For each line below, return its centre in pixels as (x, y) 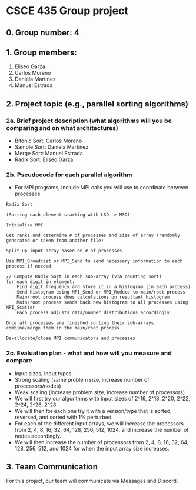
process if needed (29, 266)
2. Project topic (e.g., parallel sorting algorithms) (97, 104)
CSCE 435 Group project (67, 11)
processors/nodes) (38, 386)
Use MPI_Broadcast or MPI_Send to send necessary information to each (94, 261)
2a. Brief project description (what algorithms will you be (89, 121)
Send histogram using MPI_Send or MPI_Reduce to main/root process (101, 292)
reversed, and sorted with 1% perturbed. (64, 417)
